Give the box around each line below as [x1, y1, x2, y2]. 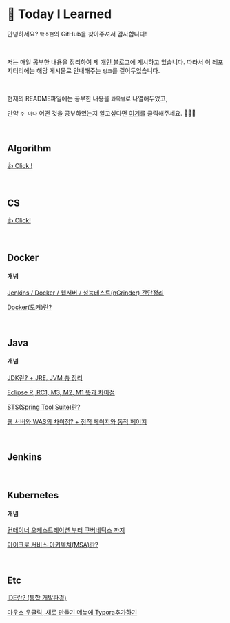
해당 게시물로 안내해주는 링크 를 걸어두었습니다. [36, 66, 160, 74]
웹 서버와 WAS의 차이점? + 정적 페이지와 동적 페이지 [7, 417, 147, 425]
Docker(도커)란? [7, 303, 52, 312]
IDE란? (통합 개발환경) [7, 593, 67, 602]
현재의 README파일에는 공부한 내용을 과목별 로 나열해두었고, [7, 94, 168, 103]
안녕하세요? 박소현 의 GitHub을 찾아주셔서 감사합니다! [7, 30, 147, 38]
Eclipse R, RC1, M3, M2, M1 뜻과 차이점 [7, 388, 115, 397]
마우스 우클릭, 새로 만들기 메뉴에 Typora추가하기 [7, 608, 138, 616]
